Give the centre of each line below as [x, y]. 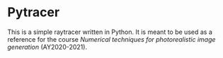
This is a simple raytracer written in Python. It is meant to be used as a [110, 32]
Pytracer [34, 12]
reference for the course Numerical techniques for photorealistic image [111, 39]
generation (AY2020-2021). [47, 47]
